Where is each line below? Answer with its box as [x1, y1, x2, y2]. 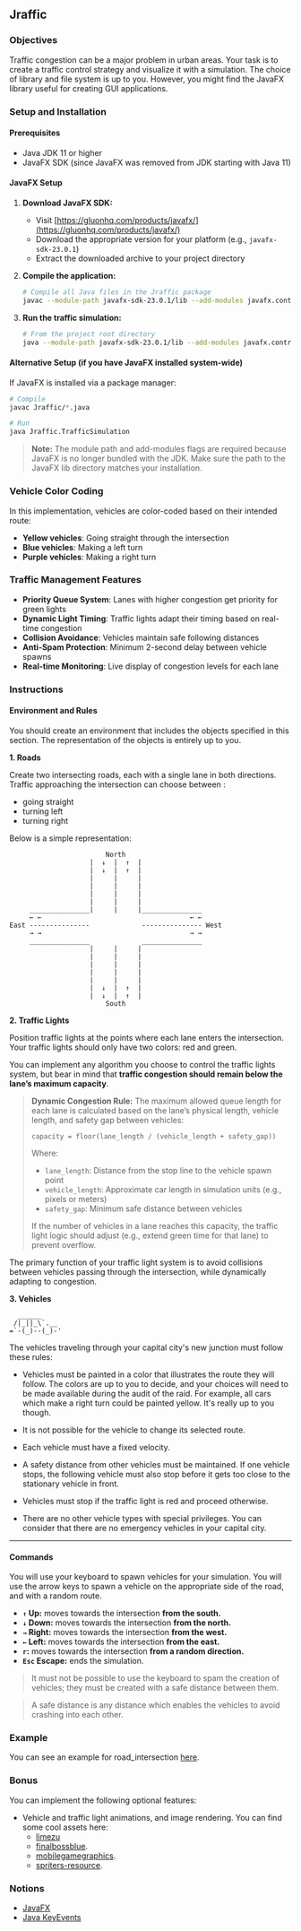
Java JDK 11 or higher [21, 147, 103, 158]
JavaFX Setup [9, 178, 63, 188]
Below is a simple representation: [9, 833, 132, 844]
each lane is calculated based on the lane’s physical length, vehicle [30, 1104, 279, 1115]
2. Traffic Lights [9, 1015, 70, 1026]
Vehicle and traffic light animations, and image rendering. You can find [21, 1812, 282, 1823]
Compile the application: [21, 271, 116, 281]
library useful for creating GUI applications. [9, 82, 168, 93]
